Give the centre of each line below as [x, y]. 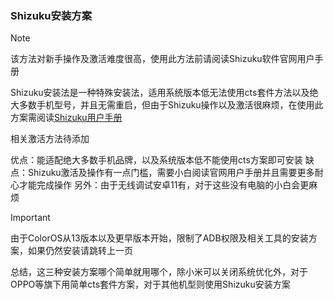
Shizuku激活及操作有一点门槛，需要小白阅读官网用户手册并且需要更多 [171, 173]
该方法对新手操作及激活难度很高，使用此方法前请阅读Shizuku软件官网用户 [162, 59]
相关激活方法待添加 [50, 139]
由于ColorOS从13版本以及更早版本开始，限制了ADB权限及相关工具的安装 [159, 238]
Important [30, 218]
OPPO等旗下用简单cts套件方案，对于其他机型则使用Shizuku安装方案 [150, 284]
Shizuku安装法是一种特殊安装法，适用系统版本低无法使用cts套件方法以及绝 [164, 93]
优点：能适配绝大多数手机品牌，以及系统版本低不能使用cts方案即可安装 [156, 160]
